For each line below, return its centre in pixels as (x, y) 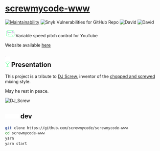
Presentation (31, 65)
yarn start (16, 143)
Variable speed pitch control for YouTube (57, 35)
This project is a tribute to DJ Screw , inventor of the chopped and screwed (80, 76)
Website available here (28, 45)
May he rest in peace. (27, 91)
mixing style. (18, 82)
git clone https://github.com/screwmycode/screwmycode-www (67, 128)
